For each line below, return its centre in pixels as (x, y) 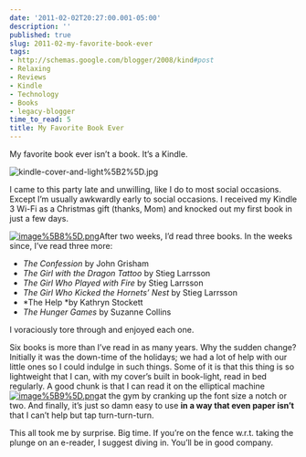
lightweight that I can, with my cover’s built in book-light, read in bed (138, 376)
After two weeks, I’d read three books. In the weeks (196, 236)
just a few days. (39, 218)
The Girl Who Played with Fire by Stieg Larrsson (113, 283)
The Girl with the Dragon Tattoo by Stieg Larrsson (116, 273)
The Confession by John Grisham (85, 264)
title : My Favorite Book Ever (67, 129)
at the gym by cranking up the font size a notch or (193, 396)
